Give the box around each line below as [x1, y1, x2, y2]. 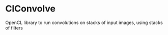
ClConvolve [5, 3, 56, 14]
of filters [5, 24, 23, 30]
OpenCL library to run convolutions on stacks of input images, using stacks [5, 19, 163, 25]
